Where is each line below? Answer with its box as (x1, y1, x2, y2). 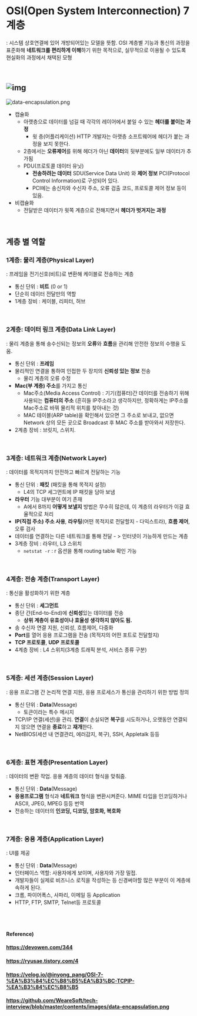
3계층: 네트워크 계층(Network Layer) (6, 454, 107, 462)
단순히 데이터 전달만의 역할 (14, 290, 76, 297)
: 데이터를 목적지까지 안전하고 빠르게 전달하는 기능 (6, 468, 121, 476)
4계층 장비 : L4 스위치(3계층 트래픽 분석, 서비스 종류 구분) (14, 646, 147, 653)
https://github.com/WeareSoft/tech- (6, 997, 98, 1004)
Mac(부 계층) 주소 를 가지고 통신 (14, 382, 87, 389)
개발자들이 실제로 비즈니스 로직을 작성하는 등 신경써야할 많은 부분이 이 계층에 (14, 877, 191, 884)
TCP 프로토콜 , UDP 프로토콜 (14, 639, 80, 646)
